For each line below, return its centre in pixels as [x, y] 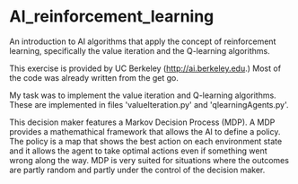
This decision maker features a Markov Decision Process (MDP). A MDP [142, 122]
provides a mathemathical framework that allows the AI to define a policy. [145, 131]
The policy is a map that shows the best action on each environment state [146, 141]
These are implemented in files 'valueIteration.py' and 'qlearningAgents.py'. [149, 104]
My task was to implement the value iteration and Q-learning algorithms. [143, 95]
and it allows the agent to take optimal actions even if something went [138, 151]
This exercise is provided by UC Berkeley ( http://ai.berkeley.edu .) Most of [145, 68]
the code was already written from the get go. [94, 77]
